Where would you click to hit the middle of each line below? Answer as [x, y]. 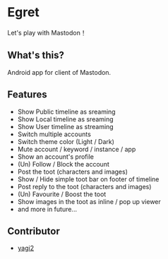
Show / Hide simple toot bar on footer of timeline [88, 179]
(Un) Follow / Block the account [63, 164]
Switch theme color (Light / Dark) [66, 141]
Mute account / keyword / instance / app [77, 149]
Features [27, 95]
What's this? [36, 55]
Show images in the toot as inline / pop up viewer [89, 201]
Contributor [34, 231]
